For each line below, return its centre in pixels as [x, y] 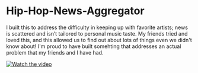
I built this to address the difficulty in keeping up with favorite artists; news [97, 27]
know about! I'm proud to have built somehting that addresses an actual [94, 46]
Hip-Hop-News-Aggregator [75, 11]
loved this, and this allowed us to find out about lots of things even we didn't [99, 40]
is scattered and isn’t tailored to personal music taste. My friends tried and [97, 33]
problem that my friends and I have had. [55, 52]
